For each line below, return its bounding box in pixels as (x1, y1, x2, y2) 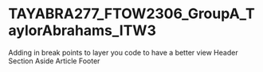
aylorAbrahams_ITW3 (8, 21, 157, 40)
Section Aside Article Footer (8, 56, 100, 66)
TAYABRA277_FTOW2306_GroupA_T (8, 5, 255, 23)
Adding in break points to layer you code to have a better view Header (8, 47, 238, 57)
